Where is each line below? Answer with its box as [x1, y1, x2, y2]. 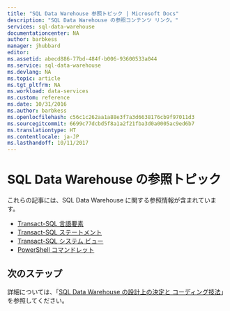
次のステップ [7, 268, 63, 280]
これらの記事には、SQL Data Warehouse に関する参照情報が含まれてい [7, 196, 211, 205]
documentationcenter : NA [7, 29, 79, 37]
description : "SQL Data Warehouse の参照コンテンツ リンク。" [7, 17, 179, 24]
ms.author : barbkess [7, 107, 68, 114]
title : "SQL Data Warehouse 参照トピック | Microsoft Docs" [7, 10, 179, 17]
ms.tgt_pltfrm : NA [7, 81, 61, 88]
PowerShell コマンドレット [17, 246, 95, 254]
